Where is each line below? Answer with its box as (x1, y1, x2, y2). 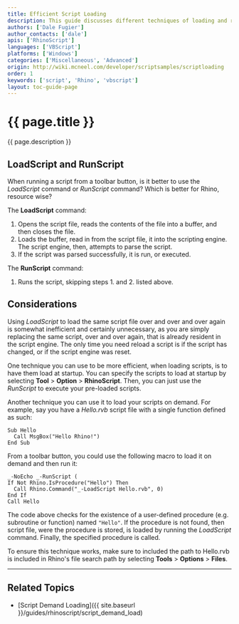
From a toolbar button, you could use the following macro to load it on (7, 452, 212, 460)
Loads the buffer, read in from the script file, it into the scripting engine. (17, 235, 228, 243)
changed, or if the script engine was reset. (7, 347, 132, 356)
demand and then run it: (7, 459, 78, 467)
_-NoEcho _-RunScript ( (7, 473, 78, 480)
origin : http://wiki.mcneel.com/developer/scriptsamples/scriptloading (7, 63, 224, 71)
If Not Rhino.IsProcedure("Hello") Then (7, 479, 129, 487)
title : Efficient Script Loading (7, 10, 107, 18)
